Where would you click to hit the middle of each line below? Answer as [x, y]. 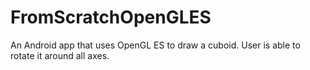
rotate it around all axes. [60, 55]
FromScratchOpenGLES [111, 17]
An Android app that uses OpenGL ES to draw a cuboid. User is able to [155, 45]
